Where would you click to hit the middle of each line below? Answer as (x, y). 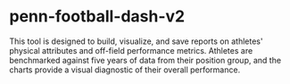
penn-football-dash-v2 (97, 17)
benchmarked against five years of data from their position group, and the (145, 60)
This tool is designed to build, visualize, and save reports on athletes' (136, 41)
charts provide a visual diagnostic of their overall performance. (125, 70)
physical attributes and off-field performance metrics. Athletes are (131, 50)
